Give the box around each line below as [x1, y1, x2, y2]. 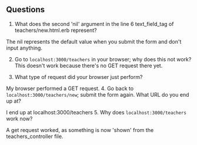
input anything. [6, 44, 43, 51]
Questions [6, 5, 45, 15]
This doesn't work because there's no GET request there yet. [14, 62, 163, 69]
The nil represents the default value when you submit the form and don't [6, 38, 182, 45]
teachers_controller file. [6, 133, 64, 140]
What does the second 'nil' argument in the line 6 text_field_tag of [14, 20, 174, 27]
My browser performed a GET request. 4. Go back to [6, 85, 134, 92]
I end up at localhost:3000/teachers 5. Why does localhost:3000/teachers [6, 108, 187, 116]
